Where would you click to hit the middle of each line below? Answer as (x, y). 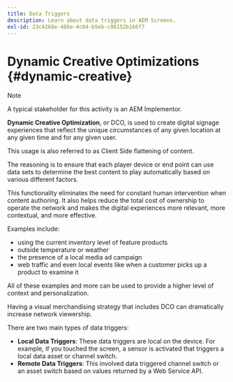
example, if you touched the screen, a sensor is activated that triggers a (121, 349)
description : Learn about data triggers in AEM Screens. (92, 20)
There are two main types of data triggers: (68, 328)
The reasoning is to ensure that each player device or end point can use (111, 164)
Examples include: (33, 229)
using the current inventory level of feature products (92, 243)
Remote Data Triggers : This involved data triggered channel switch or (118, 364)
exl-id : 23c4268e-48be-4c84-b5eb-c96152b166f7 (76, 27)
